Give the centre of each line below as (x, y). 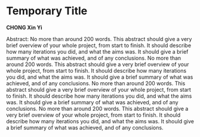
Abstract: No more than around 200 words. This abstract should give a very (99, 39)
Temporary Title (47, 11)
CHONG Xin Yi (24, 27)
